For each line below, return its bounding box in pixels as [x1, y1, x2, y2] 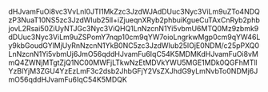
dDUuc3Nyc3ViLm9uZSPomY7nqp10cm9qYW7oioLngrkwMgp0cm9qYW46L [8, 32, 261, 42]
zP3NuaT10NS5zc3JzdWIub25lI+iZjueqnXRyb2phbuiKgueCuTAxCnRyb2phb [8, 15, 260, 25]
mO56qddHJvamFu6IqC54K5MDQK [8, 75, 128, 84]
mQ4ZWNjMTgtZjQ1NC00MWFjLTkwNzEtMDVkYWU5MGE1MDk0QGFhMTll [8, 58, 258, 67]
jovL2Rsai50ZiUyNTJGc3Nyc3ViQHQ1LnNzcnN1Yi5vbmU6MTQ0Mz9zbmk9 [8, 24, 259, 33]
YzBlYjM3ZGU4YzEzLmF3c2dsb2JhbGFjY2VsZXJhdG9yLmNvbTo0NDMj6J [8, 66, 258, 75]
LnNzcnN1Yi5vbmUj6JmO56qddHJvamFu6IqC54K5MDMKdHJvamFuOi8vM [8, 50, 258, 58]
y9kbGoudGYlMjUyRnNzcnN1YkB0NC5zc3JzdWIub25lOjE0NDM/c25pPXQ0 [8, 41, 260, 50]
